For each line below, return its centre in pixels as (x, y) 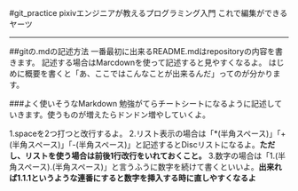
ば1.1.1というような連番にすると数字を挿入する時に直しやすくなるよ (133, 178)
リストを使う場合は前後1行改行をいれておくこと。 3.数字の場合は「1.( (151, 155)
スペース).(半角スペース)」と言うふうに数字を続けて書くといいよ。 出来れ (149, 167)
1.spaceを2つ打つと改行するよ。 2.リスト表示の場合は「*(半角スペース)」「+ (148, 133)
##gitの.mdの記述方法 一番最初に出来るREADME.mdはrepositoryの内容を (142, 51)
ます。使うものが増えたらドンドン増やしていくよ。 (118, 115)
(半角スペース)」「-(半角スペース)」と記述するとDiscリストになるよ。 (134, 144)
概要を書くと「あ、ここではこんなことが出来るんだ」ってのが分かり (149, 73)
